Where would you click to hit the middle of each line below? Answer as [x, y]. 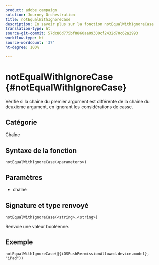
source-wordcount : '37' [30, 43]
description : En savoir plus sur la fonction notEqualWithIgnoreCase [80, 24]
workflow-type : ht [24, 38]
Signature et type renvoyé [47, 205]
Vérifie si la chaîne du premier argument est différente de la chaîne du [77, 101]
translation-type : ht [28, 29]
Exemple [19, 242]
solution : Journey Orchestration [40, 15]
